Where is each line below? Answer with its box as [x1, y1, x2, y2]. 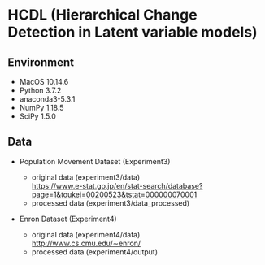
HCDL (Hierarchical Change [7, 6, 198, 24]
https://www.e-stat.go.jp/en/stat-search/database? [31, 180, 203, 190]
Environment [7, 55, 75, 69]
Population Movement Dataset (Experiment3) [19, 156, 171, 166]
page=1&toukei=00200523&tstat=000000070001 [31, 189, 198, 199]
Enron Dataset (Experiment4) [19, 214, 117, 224]
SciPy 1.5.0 [19, 111, 56, 121]
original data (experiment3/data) [31, 172, 141, 182]
